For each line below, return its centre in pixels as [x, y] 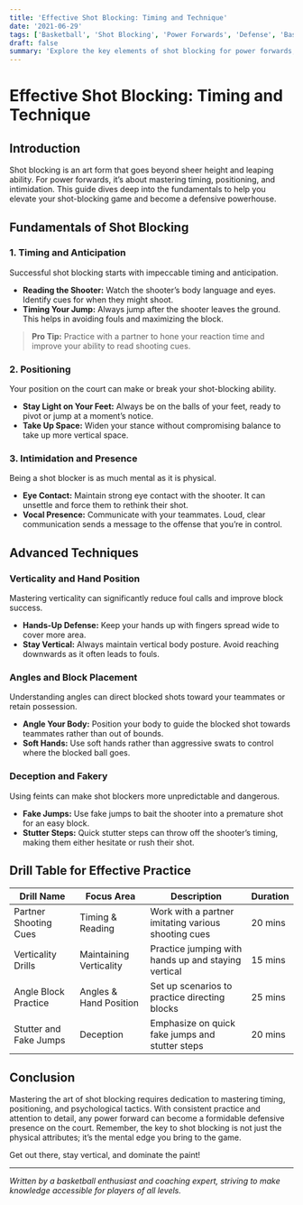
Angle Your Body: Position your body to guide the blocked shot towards [156, 724]
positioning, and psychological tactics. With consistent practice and [135, 1109]
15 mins [268, 959]
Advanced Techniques [74, 553]
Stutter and [37, 1028]
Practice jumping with [196, 949]
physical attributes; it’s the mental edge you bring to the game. [125, 1137]
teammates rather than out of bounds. [93, 734]
